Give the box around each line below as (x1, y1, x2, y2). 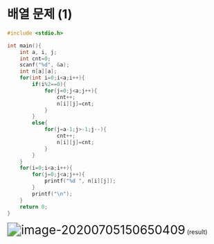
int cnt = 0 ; (19, 55, 51, 62)
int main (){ (7, 42, 42, 49)
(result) (186, 228, 208, 236)
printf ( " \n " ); (32, 190, 73, 198)
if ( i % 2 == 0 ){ (32, 81, 67, 88)
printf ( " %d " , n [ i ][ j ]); (44, 177, 116, 184)
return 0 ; (19, 203, 48, 210)
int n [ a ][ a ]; (19, 68, 57, 75)
